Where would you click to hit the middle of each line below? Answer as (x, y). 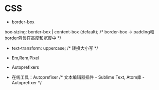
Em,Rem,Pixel (25, 58)
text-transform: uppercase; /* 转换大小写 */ (55, 48)
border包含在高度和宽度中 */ (33, 38)
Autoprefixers (25, 67)
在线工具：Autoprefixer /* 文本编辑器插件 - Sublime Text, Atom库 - (78, 77)
